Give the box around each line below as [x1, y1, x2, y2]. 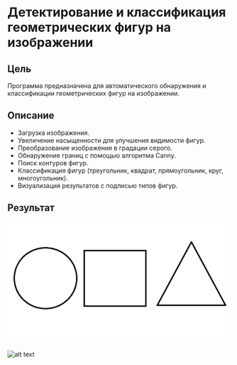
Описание [7, 109, 55, 121]
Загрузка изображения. [17, 129, 90, 137]
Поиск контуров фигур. [17, 158, 89, 167]
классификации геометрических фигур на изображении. [7, 89, 180, 97]
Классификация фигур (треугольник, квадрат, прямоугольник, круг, [17, 166, 224, 175]
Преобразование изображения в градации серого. [17, 143, 172, 152]
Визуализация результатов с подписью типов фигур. [17, 181, 178, 190]
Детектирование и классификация [7, 4, 226, 21]
